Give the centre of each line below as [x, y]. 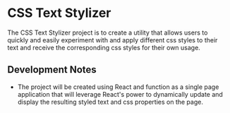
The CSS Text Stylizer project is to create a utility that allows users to [108, 32]
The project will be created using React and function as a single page [118, 87]
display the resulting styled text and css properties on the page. [110, 102]
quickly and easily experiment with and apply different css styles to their [113, 40]
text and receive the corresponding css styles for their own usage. [104, 47]
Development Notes [52, 70]
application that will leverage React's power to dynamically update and [120, 94]
